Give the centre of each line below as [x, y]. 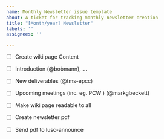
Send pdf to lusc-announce [49, 129]
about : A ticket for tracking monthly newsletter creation [82, 18]
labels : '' [20, 29]
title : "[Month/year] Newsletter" [50, 23]
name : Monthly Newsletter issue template [59, 12]
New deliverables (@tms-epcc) [54, 81]
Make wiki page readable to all [53, 105]
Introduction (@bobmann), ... [51, 69]
